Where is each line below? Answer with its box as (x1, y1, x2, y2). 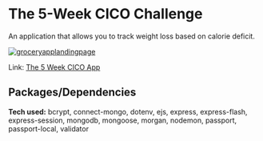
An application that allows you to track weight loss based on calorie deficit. (8, 31, 256, 41)
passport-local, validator (8, 123, 90, 133)
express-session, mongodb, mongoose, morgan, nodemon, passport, (8, 115, 237, 125)
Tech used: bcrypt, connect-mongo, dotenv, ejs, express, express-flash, (8, 107, 248, 116)
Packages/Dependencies (8, 86, 137, 99)
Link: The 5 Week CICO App (8, 62, 101, 72)
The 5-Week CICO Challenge (8, 5, 203, 23)
